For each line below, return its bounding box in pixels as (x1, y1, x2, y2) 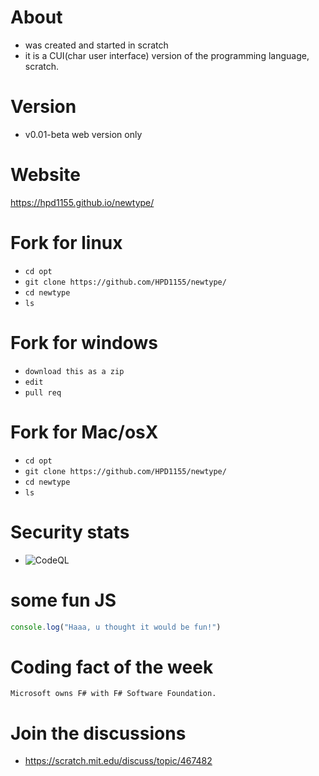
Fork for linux (10, 232, 123, 254)
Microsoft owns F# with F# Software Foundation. (10, 689, 217, 699)
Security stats (10, 521, 130, 543)
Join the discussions (10, 722, 187, 745)
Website (10, 164, 81, 186)
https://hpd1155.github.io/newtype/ (10, 196, 155, 208)
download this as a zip (24, 366, 125, 376)
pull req (24, 387, 62, 398)
